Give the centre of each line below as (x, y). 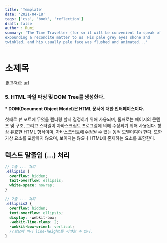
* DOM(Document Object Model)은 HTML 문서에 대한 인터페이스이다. (75, 109)
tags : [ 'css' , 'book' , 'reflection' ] (44, 19)
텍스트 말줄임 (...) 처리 (37, 155)
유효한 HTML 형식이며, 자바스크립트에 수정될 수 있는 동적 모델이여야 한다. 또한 (86, 132)
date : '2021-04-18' (25, 14)
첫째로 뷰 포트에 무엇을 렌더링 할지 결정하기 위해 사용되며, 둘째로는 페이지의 (78, 119)
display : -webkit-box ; (33, 217)
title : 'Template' (24, 10)
